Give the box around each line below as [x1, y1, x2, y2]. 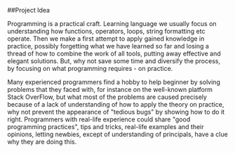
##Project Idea [7, 6, 51, 14]
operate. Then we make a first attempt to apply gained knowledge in [7, 34, 205, 43]
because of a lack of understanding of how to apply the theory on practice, [7, 100, 224, 108]
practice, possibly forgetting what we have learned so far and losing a [7, 42, 209, 50]
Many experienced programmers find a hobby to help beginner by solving [7, 78, 221, 86]
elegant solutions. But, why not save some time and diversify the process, [7, 57, 221, 65]
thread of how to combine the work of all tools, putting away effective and [7, 49, 221, 58]
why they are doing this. [7, 138, 77, 146]
